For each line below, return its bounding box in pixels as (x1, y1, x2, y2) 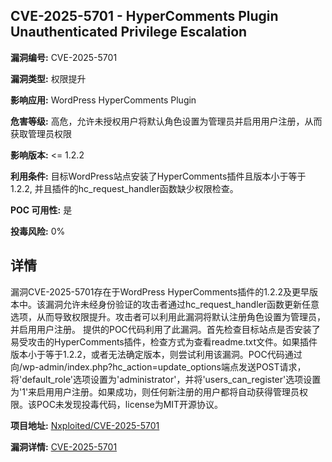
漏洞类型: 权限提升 (10, 72, 87, 84)
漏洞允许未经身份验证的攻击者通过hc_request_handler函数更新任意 (44, 298, 320, 310)
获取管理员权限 (10, 127, 72, 139)
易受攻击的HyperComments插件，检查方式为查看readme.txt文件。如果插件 (10, 335, 318, 348)
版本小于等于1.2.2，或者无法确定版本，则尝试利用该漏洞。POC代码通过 (10, 348, 303, 360)
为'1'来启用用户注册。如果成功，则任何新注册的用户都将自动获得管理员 (10, 385, 300, 398)
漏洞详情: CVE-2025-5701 (10, 440, 118, 453)
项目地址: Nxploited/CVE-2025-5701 (10, 419, 160, 431)
